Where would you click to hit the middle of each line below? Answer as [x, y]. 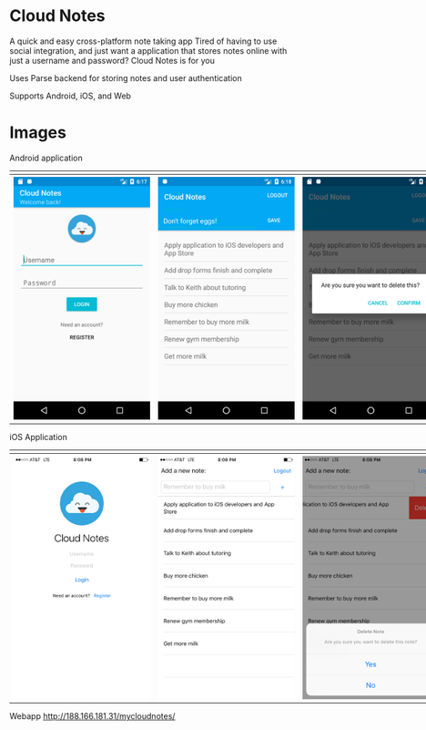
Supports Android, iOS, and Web [71, 96]
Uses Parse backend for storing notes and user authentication [126, 77]
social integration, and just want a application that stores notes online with [148, 50]
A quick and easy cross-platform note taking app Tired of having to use [143, 41]
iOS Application [39, 437]
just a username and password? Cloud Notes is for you [112, 60]
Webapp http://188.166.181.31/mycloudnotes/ [92, 716]
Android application [46, 158]
